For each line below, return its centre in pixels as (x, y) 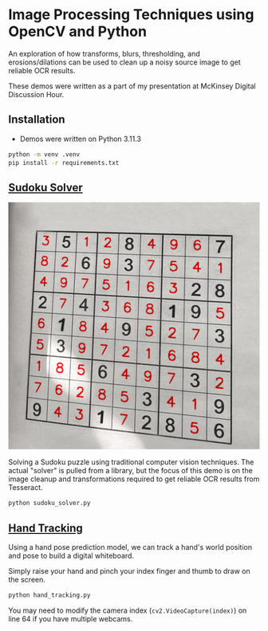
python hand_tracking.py (49, 595)
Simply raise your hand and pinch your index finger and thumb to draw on (130, 571)
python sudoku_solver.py (49, 504)
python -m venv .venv (44, 154)
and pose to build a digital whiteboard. (71, 556)
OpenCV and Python (78, 31)
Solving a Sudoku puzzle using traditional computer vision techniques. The (131, 462)
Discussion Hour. (36, 94)
